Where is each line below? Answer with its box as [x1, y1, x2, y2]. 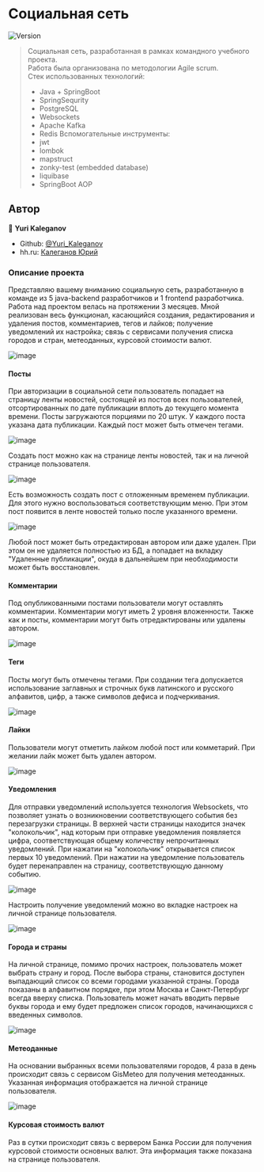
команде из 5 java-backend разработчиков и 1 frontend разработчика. [8, 294, 244, 303]
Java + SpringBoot [39, 86, 100, 96]
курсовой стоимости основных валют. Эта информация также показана [8, 1146, 253, 1155]
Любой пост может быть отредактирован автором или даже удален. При [8, 538, 257, 547]
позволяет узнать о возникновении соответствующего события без [8, 811, 238, 820]
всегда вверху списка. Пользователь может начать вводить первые [8, 993, 239, 1003]
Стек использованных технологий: [27, 71, 145, 81]
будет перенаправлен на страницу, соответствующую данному [8, 861, 224, 871]
